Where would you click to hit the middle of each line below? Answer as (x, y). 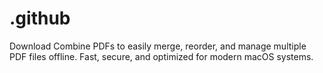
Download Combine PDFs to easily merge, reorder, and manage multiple (158, 46)
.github (40, 18)
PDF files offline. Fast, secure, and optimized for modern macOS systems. (161, 56)
